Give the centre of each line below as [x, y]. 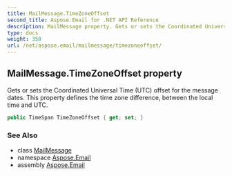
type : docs [23, 33]
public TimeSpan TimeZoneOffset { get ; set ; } [75, 117]
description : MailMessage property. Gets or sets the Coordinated [105, 26]
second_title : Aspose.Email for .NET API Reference [83, 20]
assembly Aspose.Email [51, 165]
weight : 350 [24, 39]
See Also [22, 135]
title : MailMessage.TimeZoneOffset [58, 13]
